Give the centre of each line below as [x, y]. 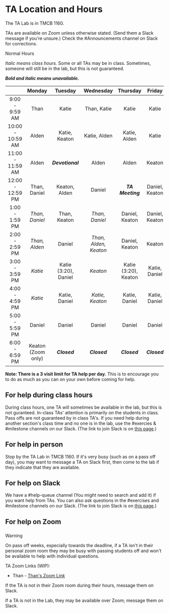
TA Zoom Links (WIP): [28, 566]
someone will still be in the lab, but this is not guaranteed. [65, 68]
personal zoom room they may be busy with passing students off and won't [83, 551]
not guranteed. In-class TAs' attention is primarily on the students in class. [82, 412]
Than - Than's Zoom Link [39, 575]
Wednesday [98, 91]
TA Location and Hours [54, 9]
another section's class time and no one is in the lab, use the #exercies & [81, 423]
